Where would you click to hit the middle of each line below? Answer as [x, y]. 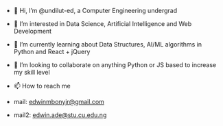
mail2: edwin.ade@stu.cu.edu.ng [60, 115]
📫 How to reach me [42, 86]
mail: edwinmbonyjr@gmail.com [59, 102]
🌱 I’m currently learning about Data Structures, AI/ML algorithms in [108, 44]
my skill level [32, 72]
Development [33, 31]
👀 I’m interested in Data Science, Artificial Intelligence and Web [103, 24]
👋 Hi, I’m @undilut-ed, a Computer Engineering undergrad [95, 11]
